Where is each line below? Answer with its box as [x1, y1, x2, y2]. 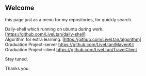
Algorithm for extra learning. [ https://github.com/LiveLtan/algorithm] [5, 36, 142, 42]
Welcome [5, 4, 34, 12]
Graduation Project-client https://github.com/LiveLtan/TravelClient [5, 46, 137, 52]
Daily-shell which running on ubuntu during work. [5, 26, 104, 32]
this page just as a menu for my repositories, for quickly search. [5, 16, 132, 22]
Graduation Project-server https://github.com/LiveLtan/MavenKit [5, 41, 134, 47]
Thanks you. [5, 65, 30, 71]
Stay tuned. [5, 56, 28, 62]
